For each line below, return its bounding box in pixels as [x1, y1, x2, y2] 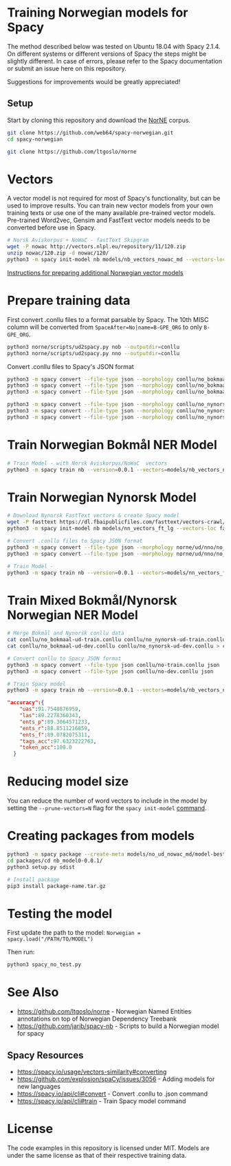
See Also [7, 985, 59, 1001]
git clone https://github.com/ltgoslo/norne [7, 148, 137, 155]
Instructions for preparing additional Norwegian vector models [7, 268, 184, 277]
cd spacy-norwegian [7, 136, 63, 143]
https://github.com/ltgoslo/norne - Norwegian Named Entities [16, 1007, 192, 1016]
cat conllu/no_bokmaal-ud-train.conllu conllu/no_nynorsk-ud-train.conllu [7, 636, 226, 643]
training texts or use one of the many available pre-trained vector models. [7, 209, 216, 217]
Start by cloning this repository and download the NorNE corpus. [7, 116, 191, 124]
